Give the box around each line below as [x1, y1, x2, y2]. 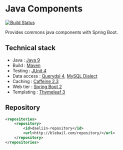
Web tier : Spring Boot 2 [12, 83, 62, 89]
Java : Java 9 [12, 57, 40, 63]
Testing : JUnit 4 [12, 67, 46, 73]
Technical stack [5, 43, 56, 52]
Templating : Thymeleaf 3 [12, 88, 65, 95]
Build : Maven [12, 62, 41, 68]
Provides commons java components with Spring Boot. [5, 29, 118, 35]
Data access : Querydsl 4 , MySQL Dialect [12, 73, 97, 79]
